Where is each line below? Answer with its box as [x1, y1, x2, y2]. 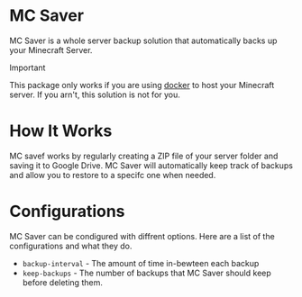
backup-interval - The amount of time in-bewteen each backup [22, 257, 260, 268]
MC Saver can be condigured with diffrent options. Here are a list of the [9, 230, 275, 241]
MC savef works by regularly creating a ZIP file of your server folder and [9, 150, 279, 161]
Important [9, 62, 46, 73]
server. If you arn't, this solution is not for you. [9, 89, 180, 100]
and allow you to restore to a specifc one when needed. [9, 169, 216, 180]
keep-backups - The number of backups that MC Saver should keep [22, 267, 272, 278]
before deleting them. [22, 276, 104, 288]
